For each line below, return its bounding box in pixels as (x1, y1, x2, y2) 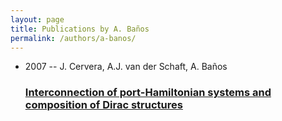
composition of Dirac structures (24, 98, 183, 112)
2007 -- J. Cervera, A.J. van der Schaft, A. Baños (24, 61, 228, 73)
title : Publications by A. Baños (10, 24, 150, 34)
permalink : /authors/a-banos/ (10, 33, 137, 43)
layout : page (10, 14, 65, 25)
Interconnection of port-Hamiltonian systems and (24, 86, 272, 100)
